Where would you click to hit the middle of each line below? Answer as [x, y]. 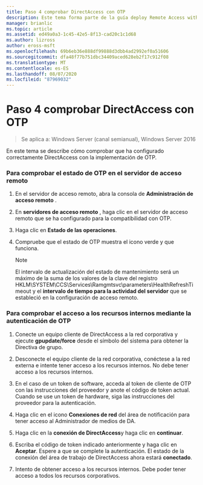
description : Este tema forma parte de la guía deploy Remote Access [96, 18]
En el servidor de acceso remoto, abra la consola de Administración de [104, 194]
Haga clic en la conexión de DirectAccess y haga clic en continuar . [99, 433]
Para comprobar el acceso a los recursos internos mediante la [99, 313]
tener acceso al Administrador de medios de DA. [75, 421]
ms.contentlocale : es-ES [37, 68]
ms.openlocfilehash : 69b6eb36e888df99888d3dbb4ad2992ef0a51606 [88, 52]
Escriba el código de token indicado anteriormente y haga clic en [96, 444]
